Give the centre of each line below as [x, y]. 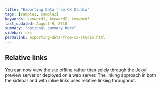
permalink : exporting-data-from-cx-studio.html [55, 38]
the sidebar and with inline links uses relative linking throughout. [71, 80]
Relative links [26, 58]
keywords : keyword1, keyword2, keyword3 [48, 19]
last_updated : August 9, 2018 [36, 24]
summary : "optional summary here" [41, 28]
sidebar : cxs [19, 33]
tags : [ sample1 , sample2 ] [32, 14]
